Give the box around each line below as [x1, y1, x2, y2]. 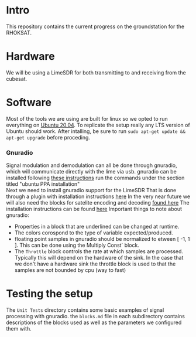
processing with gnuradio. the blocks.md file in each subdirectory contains [6, 313, 185, 320]
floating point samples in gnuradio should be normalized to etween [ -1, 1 [14, 236, 190, 243]
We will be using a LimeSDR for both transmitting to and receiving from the [6, 69, 186, 76]
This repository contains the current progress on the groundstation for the [6, 23, 185, 30]
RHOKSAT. [6, 29, 32, 36]
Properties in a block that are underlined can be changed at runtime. [14, 223, 180, 230]
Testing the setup [6, 287, 94, 301]
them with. [6, 325, 32, 332]
